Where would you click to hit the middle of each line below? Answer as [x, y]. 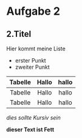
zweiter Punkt [32, 67]
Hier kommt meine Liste [36, 48]
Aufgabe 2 [33, 11]
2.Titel [19, 34]
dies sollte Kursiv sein [33, 117]
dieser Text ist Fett [30, 129]
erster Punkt [31, 60]
